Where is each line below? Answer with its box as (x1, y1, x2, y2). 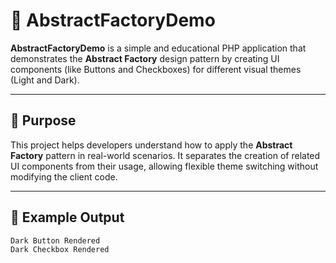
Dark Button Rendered (10, 235, 101, 246)
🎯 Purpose (10, 112, 77, 129)
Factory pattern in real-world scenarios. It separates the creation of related (10, 149, 321, 161)
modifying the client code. (10, 170, 118, 183)
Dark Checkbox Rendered (10, 245, 110, 255)
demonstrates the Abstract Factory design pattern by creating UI (10, 52, 280, 64)
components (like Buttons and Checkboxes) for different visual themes (10, 63, 302, 75)
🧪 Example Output (10, 209, 125, 226)
